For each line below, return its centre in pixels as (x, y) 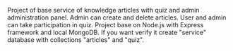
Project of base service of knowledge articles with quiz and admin (103, 10)
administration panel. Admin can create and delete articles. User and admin (117, 17)
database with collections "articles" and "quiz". (76, 40)
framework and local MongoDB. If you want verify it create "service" (107, 32)
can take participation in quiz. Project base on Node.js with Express (106, 25)
